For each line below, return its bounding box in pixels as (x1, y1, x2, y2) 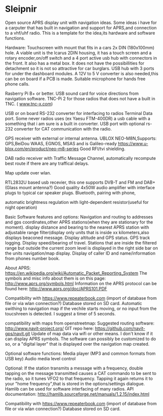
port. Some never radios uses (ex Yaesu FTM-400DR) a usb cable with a (5, 115, 151, 121)
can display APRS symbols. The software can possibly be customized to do (5, 336, 156, 342)
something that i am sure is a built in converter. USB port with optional (5, 121, 145, 127)
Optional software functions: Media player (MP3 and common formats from (5, 350, 156, 356)
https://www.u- (118, 140, 148, 146)
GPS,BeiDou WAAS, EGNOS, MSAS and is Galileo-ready (5, 140, 117, 146)
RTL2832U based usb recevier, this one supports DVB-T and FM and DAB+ (5, 179, 156, 185)
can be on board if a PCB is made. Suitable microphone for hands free (5, 76, 146, 82)
